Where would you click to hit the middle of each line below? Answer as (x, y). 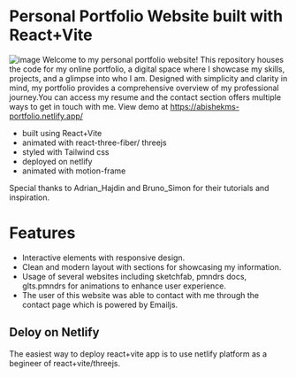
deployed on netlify (57, 161)
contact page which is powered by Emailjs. (100, 304)
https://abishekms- (205, 106)
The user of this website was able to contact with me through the (140, 295)
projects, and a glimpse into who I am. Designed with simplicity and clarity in (148, 78)
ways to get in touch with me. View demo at (89, 106)
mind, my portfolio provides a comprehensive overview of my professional (144, 88)
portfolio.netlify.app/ (46, 116)
